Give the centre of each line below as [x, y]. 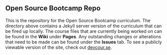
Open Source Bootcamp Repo [53, 8]
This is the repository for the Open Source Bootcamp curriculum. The [78, 20]
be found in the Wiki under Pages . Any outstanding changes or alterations [83, 36]
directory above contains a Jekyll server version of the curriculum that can [83, 26]
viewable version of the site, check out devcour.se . [59, 47]
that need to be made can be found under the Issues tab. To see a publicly [83, 42]
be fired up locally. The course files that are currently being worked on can [84, 31]
